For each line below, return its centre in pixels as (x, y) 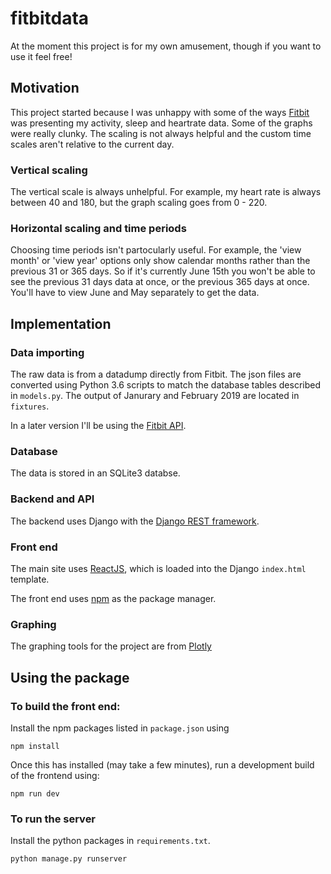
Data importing (47, 352)
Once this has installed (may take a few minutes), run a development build (162, 764)
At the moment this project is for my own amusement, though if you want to (166, 46)
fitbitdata (50, 18)
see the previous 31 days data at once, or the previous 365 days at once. (160, 282)
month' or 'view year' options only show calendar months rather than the (160, 261)
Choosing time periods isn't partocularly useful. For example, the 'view (156, 250)
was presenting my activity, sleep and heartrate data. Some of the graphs (161, 123)
